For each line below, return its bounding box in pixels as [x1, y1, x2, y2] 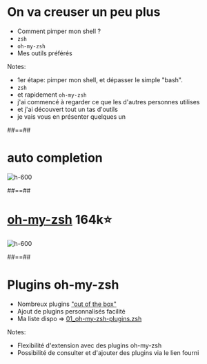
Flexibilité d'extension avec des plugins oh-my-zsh [17, 341, 162, 349]
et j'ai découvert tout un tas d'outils [17, 105, 119, 113]
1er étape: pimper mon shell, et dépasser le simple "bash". [17, 75, 183, 84]
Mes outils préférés [17, 49, 72, 57]
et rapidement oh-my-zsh [17, 90, 87, 99]
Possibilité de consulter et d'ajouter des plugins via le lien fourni [17, 348, 199, 356]
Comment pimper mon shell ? [17, 27, 101, 35]
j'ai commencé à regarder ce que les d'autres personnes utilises [17, 97, 200, 106]
